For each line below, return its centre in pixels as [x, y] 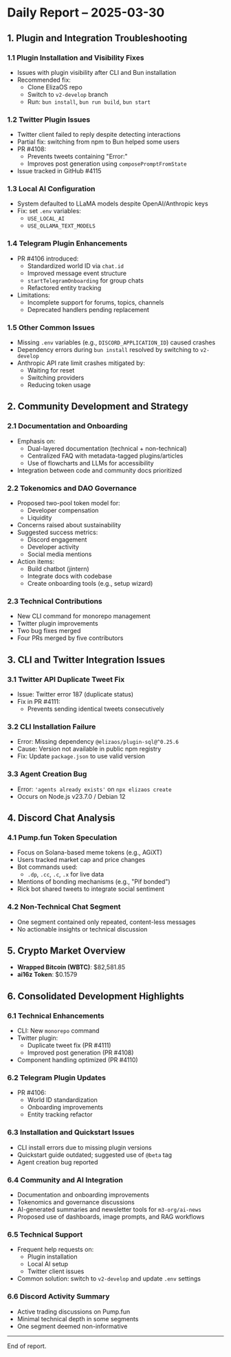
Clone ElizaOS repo [55, 87]
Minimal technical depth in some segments [78, 1319]
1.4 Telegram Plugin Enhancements [67, 243]
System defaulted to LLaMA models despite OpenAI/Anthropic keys [112, 203]
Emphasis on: [36, 441]
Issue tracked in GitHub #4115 [59, 171]
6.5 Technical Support [45, 1234]
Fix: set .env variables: [49, 211]
